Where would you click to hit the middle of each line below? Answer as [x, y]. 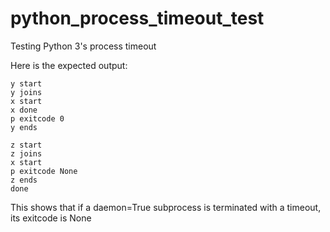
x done [24, 110]
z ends [24, 180]
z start [26, 145]
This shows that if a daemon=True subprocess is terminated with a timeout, [166, 207]
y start [26, 83]
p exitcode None [44, 171]
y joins [26, 92]
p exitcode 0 [37, 118]
